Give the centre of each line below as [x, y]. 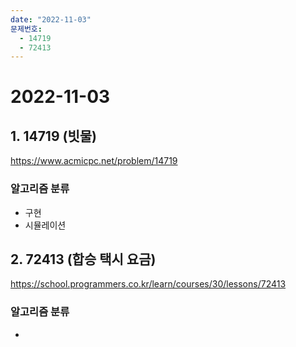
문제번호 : [26, 29]
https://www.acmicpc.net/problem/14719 [94, 161]
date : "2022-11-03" [51, 19]
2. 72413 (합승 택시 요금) [83, 259]
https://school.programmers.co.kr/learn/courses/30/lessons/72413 [148, 284]
